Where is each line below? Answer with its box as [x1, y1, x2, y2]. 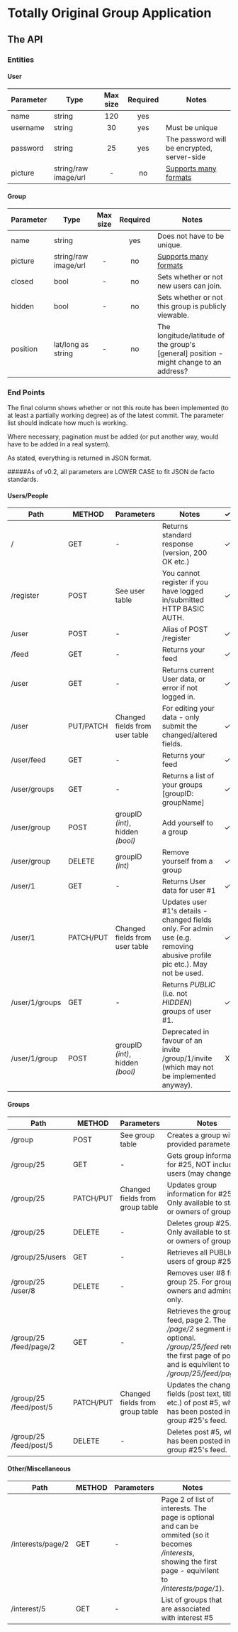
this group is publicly [157, 301, 227, 311]
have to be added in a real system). [7, 440, 110, 449]
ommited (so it [161, 1530, 210, 1540]
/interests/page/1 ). [161, 1583, 225, 1593]
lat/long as [53, 339, 89, 349]
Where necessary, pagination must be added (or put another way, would [7, 432, 219, 441]
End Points [7, 387, 45, 397]
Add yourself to [161, 818, 214, 828]
